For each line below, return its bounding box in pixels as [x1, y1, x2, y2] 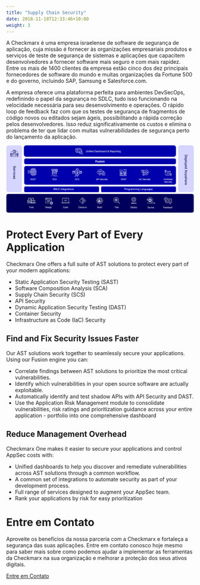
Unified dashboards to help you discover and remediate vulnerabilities [14, 463, 187, 470]
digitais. [6, 561, 26, 568]
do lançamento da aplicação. [6, 133, 77, 140]
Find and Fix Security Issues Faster [6, 334, 139, 344]
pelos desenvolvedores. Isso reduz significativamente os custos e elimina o [6, 121, 192, 128]
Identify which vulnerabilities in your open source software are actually [14, 380, 189, 387]
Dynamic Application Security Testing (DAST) [14, 303, 127, 310]
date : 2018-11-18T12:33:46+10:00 [6, 16, 89, 22]
